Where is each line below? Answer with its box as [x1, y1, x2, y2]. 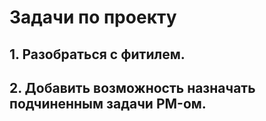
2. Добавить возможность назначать [9, 79, 256, 96]
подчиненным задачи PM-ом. [9, 95, 207, 112]
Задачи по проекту [9, 6, 177, 29]
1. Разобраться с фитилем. [9, 46, 186, 63]
